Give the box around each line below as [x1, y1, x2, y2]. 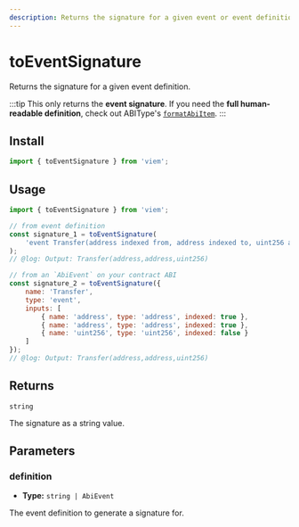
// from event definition [9, 221, 105, 230]
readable [9, 108, 43, 119]
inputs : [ [25, 304, 62, 313]
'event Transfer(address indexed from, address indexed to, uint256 [25, 238, 285, 247]
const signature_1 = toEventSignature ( [9, 229, 158, 239]
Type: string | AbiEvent [21, 490, 115, 501]
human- [239, 98, 271, 109]
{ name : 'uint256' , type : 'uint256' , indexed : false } [41, 329, 249, 338]
